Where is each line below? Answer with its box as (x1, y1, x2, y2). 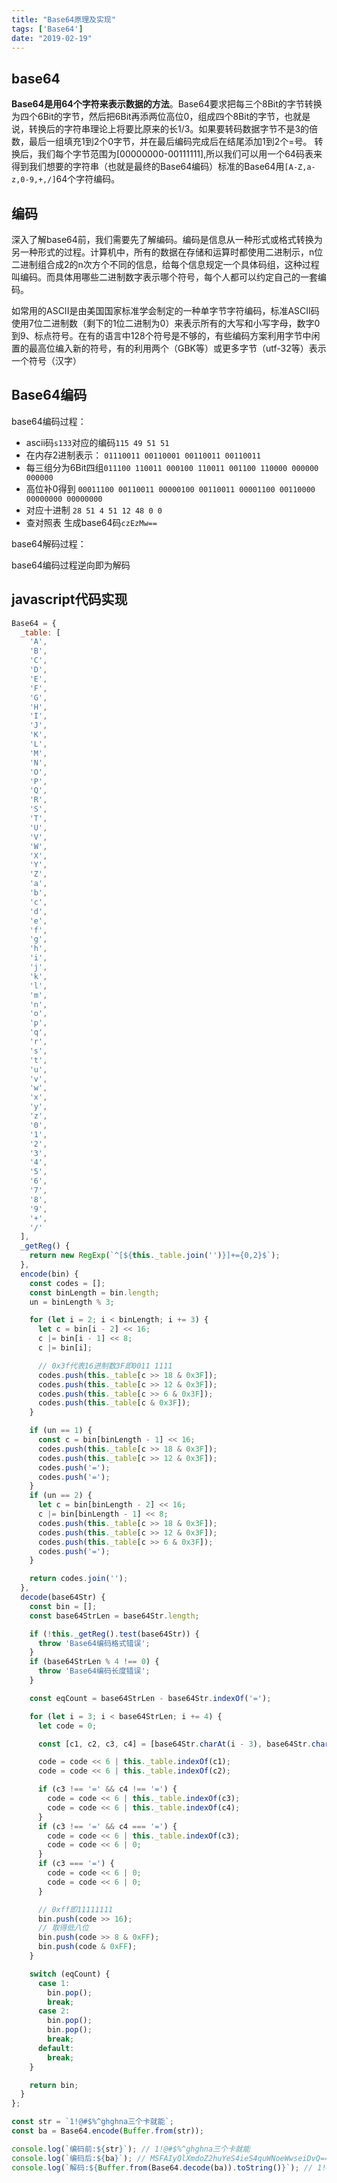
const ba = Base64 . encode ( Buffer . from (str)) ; (11, 2126, 204, 2136)
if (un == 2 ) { (29, 1491, 93, 1501)
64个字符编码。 (55, 173, 121, 185)
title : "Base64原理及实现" (11, 14, 116, 25)
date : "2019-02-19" (11, 33, 93, 43)
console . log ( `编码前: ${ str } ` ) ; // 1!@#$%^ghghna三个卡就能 (11, 2144, 251, 2154)
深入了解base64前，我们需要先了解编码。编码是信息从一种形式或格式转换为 (11, 234, 323, 245)
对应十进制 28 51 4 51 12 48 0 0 (25, 504, 163, 516)
